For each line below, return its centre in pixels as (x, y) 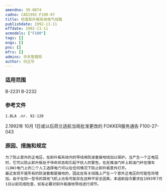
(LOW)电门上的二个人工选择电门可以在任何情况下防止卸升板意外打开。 (67, 168)
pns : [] (13, 47)
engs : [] (14, 43)
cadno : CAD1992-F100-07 (30, 15)
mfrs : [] (14, 52)
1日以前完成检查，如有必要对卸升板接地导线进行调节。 (53, 184)
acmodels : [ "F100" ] (26, 33)
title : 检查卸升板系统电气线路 (34, 19)
